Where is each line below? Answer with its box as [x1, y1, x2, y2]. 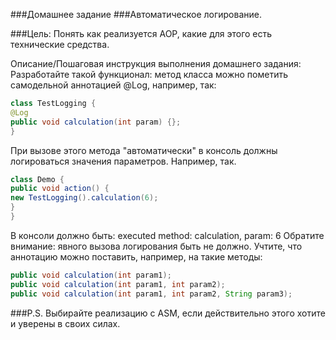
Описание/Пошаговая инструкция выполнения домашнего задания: [10, 58, 302, 69]
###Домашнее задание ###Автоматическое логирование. [10, 9, 262, 20]
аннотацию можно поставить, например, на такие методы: [10, 250, 263, 263]
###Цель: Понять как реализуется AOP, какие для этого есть [10, 28, 273, 39]
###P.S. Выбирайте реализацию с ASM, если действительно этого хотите [10, 307, 326, 319]
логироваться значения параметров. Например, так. [10, 155, 237, 167]
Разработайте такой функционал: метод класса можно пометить [10, 69, 289, 80]
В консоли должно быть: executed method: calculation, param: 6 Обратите [10, 229, 325, 241]
